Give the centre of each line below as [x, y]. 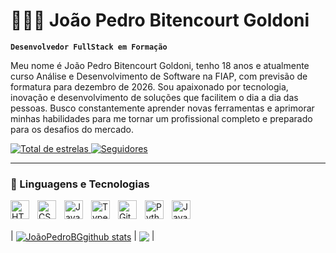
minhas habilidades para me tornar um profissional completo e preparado [161, 118]
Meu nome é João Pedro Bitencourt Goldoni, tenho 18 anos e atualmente [160, 65]
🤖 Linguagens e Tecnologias [80, 184]
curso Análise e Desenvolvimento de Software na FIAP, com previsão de [159, 76]
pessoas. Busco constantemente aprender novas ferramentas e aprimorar [162, 108]
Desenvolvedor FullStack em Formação [89, 47]
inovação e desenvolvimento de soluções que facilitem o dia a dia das [154, 97]
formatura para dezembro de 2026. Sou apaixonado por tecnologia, [149, 86]
